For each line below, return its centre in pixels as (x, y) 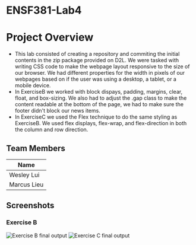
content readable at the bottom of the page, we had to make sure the (99, 104)
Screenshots (30, 206)
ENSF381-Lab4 (44, 10)
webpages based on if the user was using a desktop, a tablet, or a (96, 79)
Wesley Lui (24, 174)
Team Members (36, 148)
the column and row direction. (51, 130)
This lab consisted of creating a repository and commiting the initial (97, 54)
